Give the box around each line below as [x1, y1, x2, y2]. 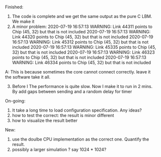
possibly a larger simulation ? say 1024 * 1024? [12, 147, 107, 152]
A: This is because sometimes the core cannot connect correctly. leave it [5, 69, 151, 74]
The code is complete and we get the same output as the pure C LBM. [12, 14, 152, 19]
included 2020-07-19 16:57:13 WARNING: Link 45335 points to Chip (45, [12, 44, 156, 50]
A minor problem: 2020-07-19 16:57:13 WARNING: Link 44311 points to [12, 24, 153, 29]
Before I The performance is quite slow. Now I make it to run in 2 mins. [12, 84, 153, 89]
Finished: [5, 4, 23, 10]
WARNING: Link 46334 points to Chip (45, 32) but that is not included [12, 60, 151, 65]
